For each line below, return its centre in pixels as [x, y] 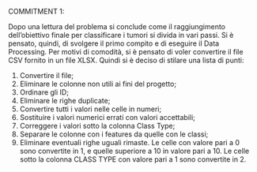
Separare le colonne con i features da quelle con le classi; [114, 134]
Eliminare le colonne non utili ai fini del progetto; [98, 84]
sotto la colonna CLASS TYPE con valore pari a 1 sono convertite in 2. [133, 159]
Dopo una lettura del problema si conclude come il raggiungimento [117, 26]
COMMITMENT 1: [36, 11]
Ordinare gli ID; [44, 92]
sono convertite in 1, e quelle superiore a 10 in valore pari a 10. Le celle [134, 151]
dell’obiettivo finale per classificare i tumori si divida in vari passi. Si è [121, 35]
